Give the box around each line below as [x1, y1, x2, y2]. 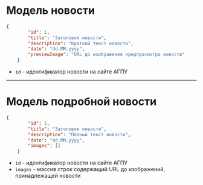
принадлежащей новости [14, 172, 81, 180]
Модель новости [6, 4, 95, 17]
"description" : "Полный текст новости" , [28, 131, 131, 137]
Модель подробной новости [6, 95, 157, 108]
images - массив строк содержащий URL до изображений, [14, 166, 166, 173]
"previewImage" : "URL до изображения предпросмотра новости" [28, 52, 185, 58]
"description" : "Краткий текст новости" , [28, 40, 134, 46]
